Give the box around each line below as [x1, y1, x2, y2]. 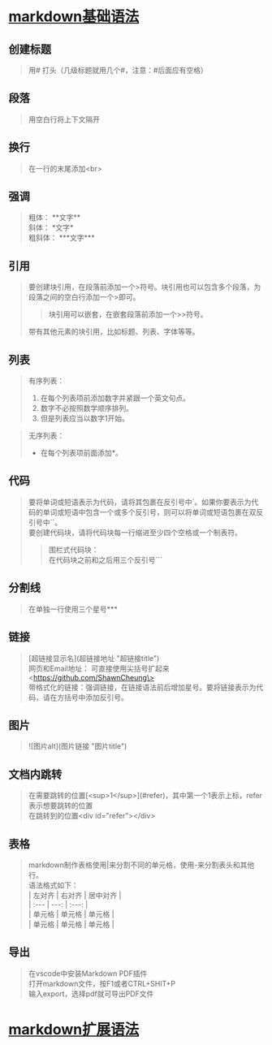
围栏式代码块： [48, 545, 99, 555]
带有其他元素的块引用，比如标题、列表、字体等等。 [28, 326, 200, 337]
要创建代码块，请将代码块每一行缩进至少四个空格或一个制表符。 [28, 527, 242, 537]
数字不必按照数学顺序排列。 [40, 404, 134, 413]
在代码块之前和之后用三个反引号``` [48, 555, 163, 564]
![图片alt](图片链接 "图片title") [28, 741, 127, 751]
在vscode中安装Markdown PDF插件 [28, 968, 148, 978]
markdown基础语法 [8, 7, 140, 26]
